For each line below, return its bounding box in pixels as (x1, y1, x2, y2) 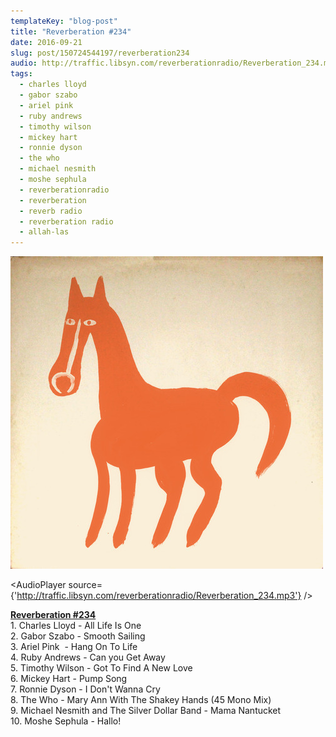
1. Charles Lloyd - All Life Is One (10, 620, 142, 632)
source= (68, 579, 103, 591)
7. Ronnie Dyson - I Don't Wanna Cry (10, 683, 161, 695)
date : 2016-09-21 (10, 37, 83, 47)
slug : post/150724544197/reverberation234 (10, 48, 190, 58)
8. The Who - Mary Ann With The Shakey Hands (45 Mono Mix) (10, 694, 272, 706)
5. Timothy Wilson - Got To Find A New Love (10, 662, 193, 674)
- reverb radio (19, 206, 83, 216)
